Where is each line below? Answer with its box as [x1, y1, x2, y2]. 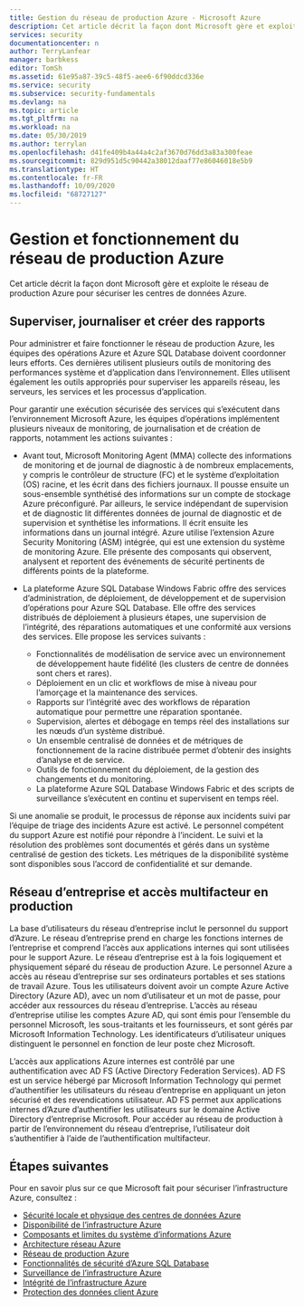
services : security [9, 30, 83, 39]
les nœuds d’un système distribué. [35, 725, 166, 736]
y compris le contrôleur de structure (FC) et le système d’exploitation [22, 469, 280, 480]
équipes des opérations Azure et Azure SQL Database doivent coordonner [9, 348, 287, 358]
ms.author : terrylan [9, 139, 88, 148]
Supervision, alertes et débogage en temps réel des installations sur [35, 716, 290, 727]
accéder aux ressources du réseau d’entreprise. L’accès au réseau [9, 999, 258, 1010]
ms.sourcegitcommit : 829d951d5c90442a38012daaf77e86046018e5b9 [9, 156, 253, 166]
